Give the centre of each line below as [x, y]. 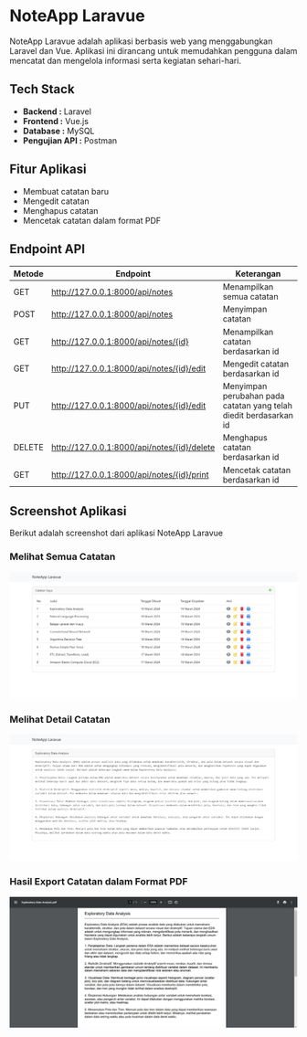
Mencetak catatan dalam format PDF [92, 220]
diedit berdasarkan [258, 416]
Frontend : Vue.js [56, 121]
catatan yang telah [257, 406]
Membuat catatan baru [66, 191]
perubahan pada [254, 396]
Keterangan [258, 273]
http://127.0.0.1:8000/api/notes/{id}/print [130, 475]
